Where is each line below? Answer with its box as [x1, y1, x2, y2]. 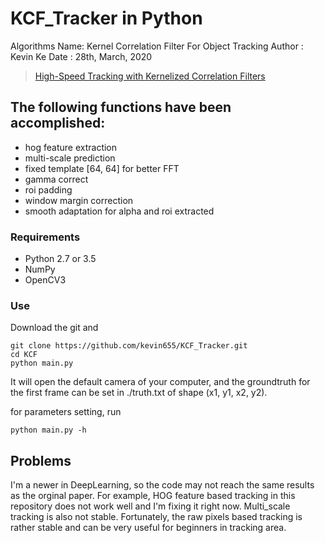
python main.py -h [10, 425, 87, 436]
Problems [10, 452, 72, 469]
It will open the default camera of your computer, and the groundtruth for [10, 376, 311, 388]
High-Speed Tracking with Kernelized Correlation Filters [34, 70, 266, 82]
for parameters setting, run [10, 406, 122, 418]
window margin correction [24, 194, 134, 206]
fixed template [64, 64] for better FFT [24, 162, 180, 174]
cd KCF [10, 350, 38, 360]
